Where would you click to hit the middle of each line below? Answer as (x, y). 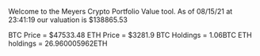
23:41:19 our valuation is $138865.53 (68, 20)
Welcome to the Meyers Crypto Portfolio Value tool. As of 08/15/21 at (120, 11)
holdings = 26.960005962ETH (58, 43)
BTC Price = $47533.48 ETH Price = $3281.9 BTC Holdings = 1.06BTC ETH (130, 35)
